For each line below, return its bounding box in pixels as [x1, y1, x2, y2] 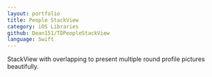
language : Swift [7, 36, 54, 43]
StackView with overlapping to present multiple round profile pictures [7, 55, 206, 63]
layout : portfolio [7, 10, 60, 17]
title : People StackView [7, 17, 79, 24]
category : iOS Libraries [7, 23, 79, 30]
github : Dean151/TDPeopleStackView [7, 29, 110, 37]
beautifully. [7, 62, 39, 71]
